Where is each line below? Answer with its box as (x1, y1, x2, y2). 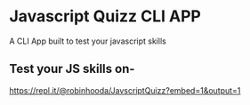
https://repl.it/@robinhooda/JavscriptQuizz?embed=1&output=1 (9, 85, 241, 95)
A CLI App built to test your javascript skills (9, 36, 166, 46)
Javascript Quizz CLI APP (9, 6, 202, 27)
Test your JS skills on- (9, 61, 135, 77)
